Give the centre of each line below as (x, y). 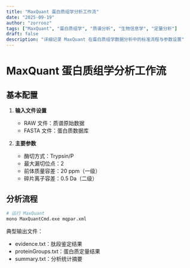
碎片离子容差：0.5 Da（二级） (61, 178)
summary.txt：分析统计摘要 (48, 258)
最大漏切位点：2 (44, 163)
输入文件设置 (30, 110)
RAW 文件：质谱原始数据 (54, 123)
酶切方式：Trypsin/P (49, 156)
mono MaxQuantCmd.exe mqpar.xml (46, 219)
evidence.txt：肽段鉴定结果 (48, 243)
